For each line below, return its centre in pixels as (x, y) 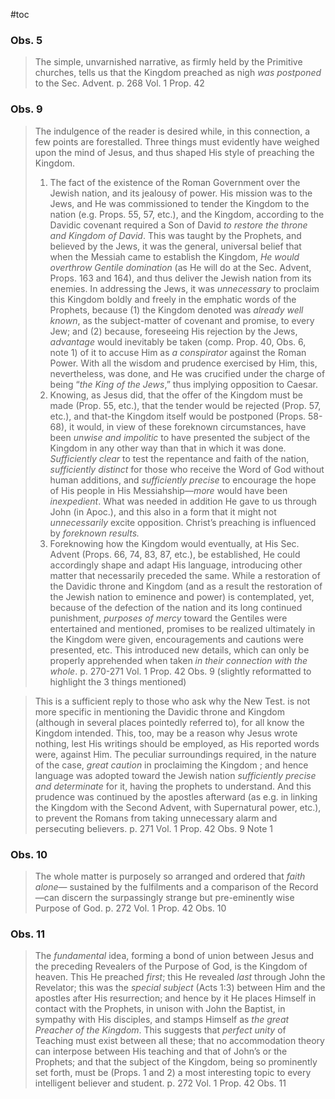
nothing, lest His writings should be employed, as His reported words (177, 743)
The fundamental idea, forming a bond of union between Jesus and (174, 956)
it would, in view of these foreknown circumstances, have (188, 426)
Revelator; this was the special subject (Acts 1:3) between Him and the (180, 988)
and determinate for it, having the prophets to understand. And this (173, 786)
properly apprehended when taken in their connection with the (178, 660)
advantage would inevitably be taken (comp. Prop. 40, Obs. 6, (178, 341)
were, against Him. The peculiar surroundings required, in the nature (175, 754)
